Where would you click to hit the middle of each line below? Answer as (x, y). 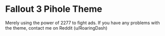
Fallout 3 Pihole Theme (54, 9)
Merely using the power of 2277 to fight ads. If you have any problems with (82, 23)
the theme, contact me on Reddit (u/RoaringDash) (56, 28)
